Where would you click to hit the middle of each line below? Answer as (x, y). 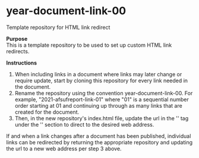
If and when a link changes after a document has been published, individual (99, 136)
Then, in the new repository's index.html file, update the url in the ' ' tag (102, 118)
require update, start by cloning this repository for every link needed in (101, 80)
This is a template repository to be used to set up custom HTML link (89, 45)
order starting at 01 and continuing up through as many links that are (98, 105)
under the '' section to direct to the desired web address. (84, 124)
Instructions (22, 63)
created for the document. (47, 112)
